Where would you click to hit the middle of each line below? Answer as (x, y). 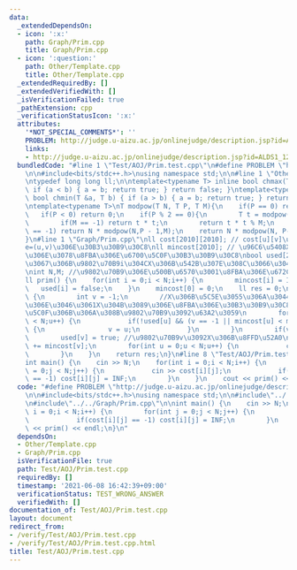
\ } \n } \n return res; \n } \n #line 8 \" (122, 354)
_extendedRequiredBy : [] (63, 83)
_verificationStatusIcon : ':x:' (77, 116)
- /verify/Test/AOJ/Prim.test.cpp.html (83, 543)
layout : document (41, 519)
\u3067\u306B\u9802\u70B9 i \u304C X (88, 264)
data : (19, 17)
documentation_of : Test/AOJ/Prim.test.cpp (88, 510)
